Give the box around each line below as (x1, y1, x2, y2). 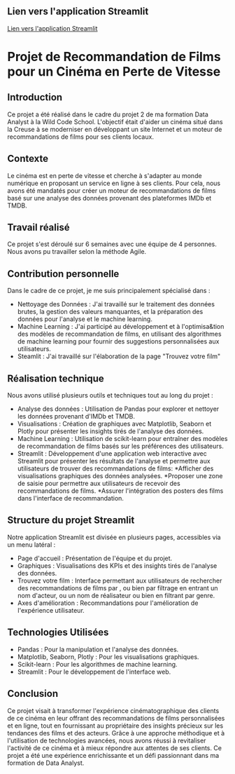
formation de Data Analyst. (7, 759, 85, 767)
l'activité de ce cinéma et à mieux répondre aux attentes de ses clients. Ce (7, 743, 222, 752)
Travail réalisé (7, 222, 70, 233)
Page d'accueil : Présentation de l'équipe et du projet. (17, 554, 173, 562)
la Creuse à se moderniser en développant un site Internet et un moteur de (7, 125, 222, 133)
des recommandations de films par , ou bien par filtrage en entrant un (17, 583, 218, 592)
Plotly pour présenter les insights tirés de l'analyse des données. (17, 427, 204, 435)
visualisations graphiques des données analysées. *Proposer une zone (17, 472, 223, 480)
